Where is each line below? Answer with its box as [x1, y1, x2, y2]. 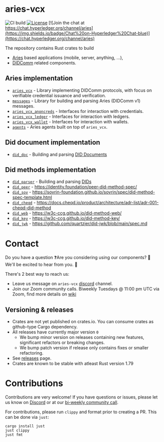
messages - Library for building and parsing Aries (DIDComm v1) [12, 98, 141, 104]
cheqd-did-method [12, 205, 52, 211]
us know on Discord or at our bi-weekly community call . [5, 400, 119, 405]
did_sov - [12, 189, 32, 195]
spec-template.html [12, 194, 53, 200]
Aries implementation [5, 74, 73, 82]
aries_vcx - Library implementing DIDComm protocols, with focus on [12, 87, 152, 93]
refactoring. [19, 350, 44, 356]
